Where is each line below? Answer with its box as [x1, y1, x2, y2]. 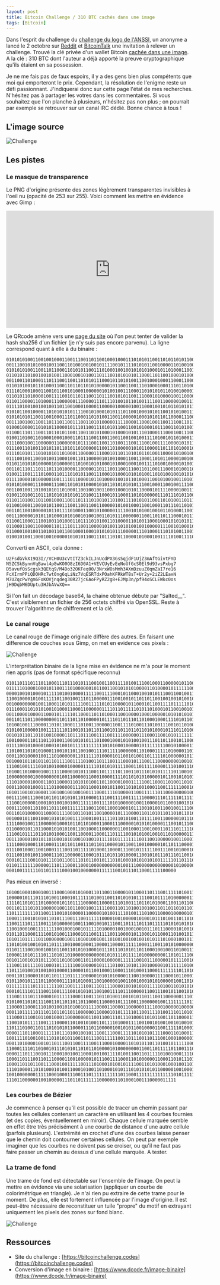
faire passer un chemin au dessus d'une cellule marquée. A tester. [6, 1149, 168, 1156]
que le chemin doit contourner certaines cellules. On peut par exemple [6, 1136, 178, 1143]
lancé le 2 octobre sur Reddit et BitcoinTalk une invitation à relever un [6, 42, 176, 49]
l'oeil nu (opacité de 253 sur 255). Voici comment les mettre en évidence [6, 192, 184, 199]
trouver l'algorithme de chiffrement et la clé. [6, 604, 114, 612]
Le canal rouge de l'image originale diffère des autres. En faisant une [6, 633, 174, 640]
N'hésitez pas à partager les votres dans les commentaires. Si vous [6, 92, 171, 99]
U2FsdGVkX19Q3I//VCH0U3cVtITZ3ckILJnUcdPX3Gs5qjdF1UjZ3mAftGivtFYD [6, 556, 177, 562]
